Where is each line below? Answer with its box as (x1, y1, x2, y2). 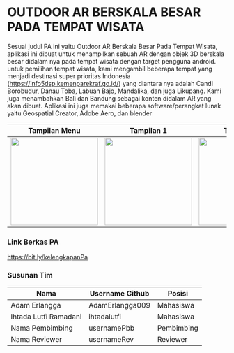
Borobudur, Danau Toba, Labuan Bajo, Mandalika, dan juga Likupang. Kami (7, 87, 221, 95)
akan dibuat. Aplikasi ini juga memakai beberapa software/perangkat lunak (7, 101, 221, 110)
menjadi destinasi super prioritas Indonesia (7, 71, 131, 80)
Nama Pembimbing (10, 323, 73, 333)
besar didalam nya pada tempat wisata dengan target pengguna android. (7, 57, 217, 65)
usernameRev (88, 334, 134, 344)
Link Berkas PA (7, 237, 59, 247)
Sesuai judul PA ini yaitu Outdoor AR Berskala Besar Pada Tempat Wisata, (7, 42, 218, 50)
